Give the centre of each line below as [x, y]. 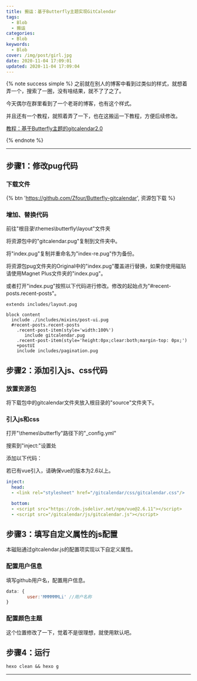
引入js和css [23, 419]
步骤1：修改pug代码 [42, 166]
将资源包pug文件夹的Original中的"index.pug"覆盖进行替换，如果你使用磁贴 [96, 266]
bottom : [21, 503]
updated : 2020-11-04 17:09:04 [43, 66]
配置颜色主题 [24, 619]
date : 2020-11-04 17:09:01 [39, 61]
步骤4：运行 [28, 653]
